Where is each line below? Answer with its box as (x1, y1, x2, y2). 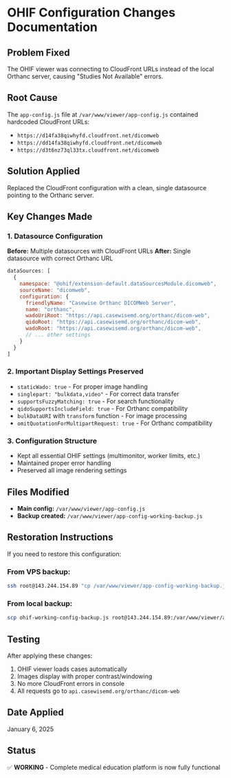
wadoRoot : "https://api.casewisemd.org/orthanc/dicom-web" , (25, 325, 201, 332)
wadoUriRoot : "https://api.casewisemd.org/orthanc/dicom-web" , (25, 312, 211, 319)
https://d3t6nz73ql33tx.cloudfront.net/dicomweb (16, 146, 159, 154)
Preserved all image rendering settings (16, 466, 127, 474)
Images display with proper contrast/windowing (16, 672, 153, 680)
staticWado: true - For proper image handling (16, 382, 148, 391)
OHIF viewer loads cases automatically (16, 665, 127, 673)
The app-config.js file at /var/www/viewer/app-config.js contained (7, 110, 199, 118)
